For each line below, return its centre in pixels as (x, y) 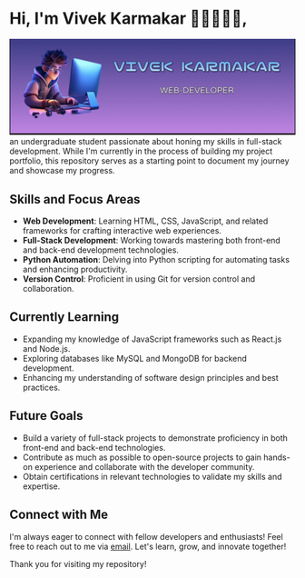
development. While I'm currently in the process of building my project (141, 151)
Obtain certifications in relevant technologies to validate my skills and (152, 476)
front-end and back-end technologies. (94, 447)
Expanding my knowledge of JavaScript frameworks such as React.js (152, 339)
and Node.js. (46, 348)
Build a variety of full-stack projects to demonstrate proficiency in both (155, 438)
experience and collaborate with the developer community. (145, 466)
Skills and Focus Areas (75, 199)
